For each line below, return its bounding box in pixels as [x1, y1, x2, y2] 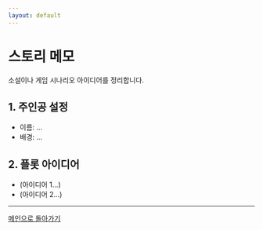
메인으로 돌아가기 [8, 214, 61, 224]
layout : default [8, 11, 61, 20]
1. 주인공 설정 [8, 100, 68, 114]
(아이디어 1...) [19, 180, 61, 189]
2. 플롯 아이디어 [8, 158, 80, 171]
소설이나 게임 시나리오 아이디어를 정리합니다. [8, 75, 145, 85]
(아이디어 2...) [19, 190, 63, 199]
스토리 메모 [8, 48, 75, 65]
